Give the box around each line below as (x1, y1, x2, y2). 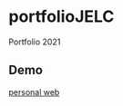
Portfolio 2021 (8, 36, 61, 47)
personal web (8, 86, 60, 97)
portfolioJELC (8, 6, 115, 27)
